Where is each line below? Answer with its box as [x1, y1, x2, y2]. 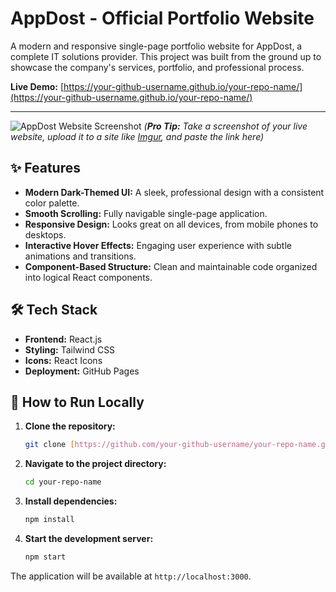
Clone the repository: [24, 420, 116, 432]
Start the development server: [24, 533, 154, 544]
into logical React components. [24, 271, 153, 283]
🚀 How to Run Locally [10, 393, 145, 411]
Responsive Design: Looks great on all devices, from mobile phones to [24, 218, 319, 230]
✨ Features [10, 160, 81, 177]
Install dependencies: [24, 495, 118, 507]
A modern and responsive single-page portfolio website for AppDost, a [10, 40, 303, 52]
